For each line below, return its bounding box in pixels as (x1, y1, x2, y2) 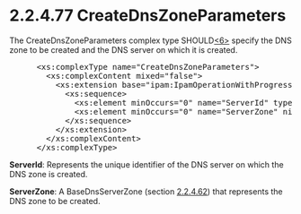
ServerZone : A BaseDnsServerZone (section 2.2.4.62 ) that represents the (9, 185, 283, 197)
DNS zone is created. (9, 168, 88, 179)
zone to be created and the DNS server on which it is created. (9, 44, 238, 55)
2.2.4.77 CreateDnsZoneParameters (9, 5, 287, 26)
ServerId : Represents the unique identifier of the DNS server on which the (9, 158, 285, 170)
